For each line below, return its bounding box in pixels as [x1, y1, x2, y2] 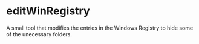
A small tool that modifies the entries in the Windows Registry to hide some [6, 24, 194, 31]
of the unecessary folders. [6, 30, 73, 37]
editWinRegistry [6, 4, 90, 18]
